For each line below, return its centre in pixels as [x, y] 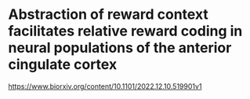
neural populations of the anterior [120, 48]
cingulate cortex [63, 65]
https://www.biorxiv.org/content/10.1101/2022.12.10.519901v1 [105, 86]
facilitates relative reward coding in [125, 31]
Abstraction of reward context [109, 15]
